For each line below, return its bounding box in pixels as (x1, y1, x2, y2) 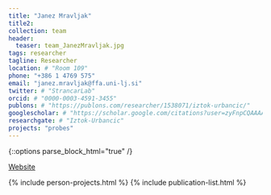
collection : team (8, 27, 67, 35)
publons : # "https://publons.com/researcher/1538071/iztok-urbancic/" (8, 102, 251, 110)
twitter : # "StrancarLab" (8, 86, 95, 95)
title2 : (8, 19, 35, 27)
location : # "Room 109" (8, 64, 89, 73)
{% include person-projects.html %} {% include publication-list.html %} (8, 177, 247, 187)
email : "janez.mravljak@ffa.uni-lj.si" (8, 79, 143, 87)
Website (8, 162, 36, 172)
